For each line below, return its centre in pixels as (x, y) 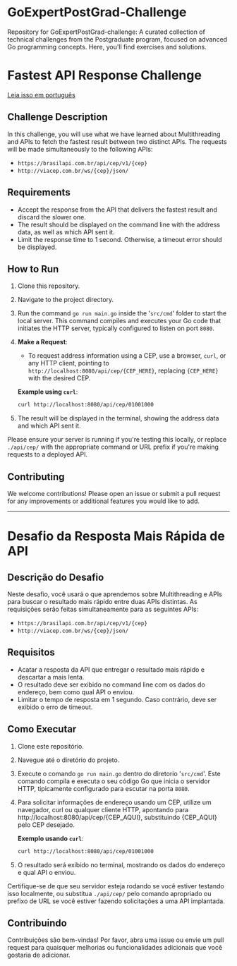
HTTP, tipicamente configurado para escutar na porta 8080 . (103, 788)
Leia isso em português (41, 95)
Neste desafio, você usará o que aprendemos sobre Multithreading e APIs (115, 594)
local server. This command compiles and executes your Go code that (119, 321)
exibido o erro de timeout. (55, 707)
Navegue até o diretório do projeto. (68, 760)
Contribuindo (37, 923)
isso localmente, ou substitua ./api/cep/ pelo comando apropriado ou (109, 893)
